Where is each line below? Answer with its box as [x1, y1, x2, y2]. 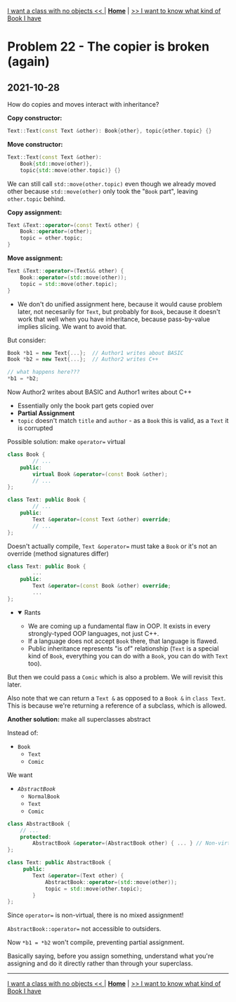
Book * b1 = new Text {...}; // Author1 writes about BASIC [7, 349, 184, 356]
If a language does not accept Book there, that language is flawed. [27, 637, 219, 645]
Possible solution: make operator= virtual [7, 438, 126, 445]
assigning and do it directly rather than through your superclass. [7, 959, 193, 968]
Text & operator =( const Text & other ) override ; [32, 516, 171, 523]
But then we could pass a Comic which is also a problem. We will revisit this [7, 672, 223, 681]
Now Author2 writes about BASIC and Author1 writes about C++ [7, 388, 192, 396]
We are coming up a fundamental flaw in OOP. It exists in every [27, 622, 211, 630]
